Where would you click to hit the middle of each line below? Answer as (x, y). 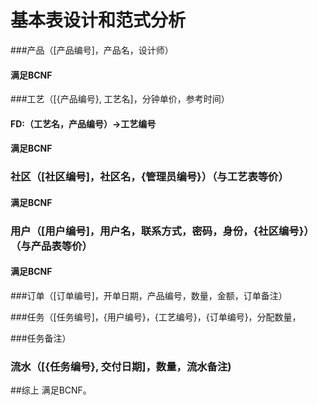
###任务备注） (41, 338)
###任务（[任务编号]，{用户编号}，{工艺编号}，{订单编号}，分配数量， (156, 317)
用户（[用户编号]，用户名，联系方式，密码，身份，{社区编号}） (162, 231)
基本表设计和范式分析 (98, 20)
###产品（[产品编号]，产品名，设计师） (92, 50)
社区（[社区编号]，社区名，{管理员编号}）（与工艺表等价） (149, 177)
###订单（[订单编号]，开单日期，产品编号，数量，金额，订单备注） (149, 295)
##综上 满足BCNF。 (51, 390)
